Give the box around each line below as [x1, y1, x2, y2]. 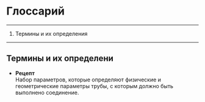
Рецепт [15, 69, 35, 76]
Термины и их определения [15, 30, 88, 37]
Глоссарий [6, 4, 65, 18]
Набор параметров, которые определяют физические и [15, 76, 162, 83]
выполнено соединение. [15, 89, 79, 96]
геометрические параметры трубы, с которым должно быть [15, 82, 174, 89]
